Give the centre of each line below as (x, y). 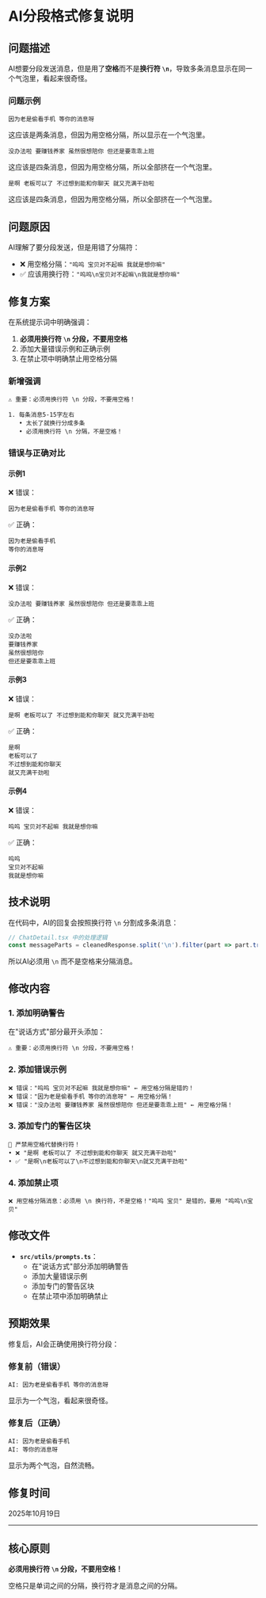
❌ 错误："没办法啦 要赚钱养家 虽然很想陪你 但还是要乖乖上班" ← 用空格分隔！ (121, 1105)
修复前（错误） (37, 1366)
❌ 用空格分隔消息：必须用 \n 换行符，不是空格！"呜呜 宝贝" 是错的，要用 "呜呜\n (128, 1201)
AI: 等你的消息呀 (33, 1450)
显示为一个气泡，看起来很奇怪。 (60, 1401)
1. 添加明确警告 (37, 1013)
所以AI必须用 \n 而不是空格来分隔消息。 (72, 961)
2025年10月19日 (34, 1513)
